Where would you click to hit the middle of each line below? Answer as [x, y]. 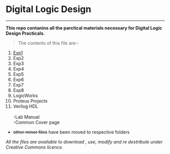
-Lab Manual [26, 117]
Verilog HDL [25, 106]
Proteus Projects [30, 101]
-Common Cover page [36, 122]
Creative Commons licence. [35, 147]
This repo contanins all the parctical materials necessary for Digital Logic [84, 28]
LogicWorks [25, 95]
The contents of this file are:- [48, 43]
